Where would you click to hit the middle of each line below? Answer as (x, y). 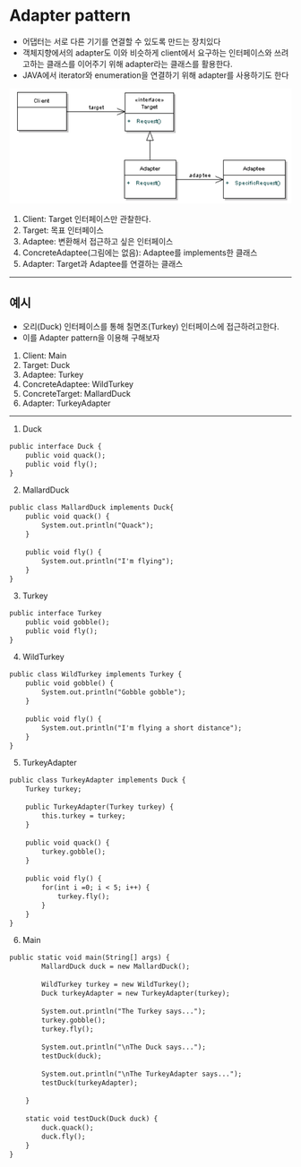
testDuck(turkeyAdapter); (90, 1083)
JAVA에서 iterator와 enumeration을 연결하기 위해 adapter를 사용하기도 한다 (155, 75)
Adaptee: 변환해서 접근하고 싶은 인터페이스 (98, 242)
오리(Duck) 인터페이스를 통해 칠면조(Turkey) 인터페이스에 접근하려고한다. (150, 326)
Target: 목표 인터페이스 (63, 230)
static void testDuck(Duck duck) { (92, 1119)
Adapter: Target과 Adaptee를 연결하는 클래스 (103, 264)
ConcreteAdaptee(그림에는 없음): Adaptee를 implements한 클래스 (140, 253)
